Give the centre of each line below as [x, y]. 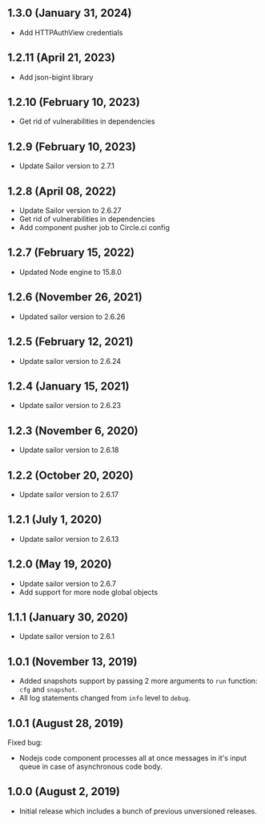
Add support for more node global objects [88, 592]
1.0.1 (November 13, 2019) [72, 662]
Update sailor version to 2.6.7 [68, 584]
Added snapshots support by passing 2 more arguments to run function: [138, 681]
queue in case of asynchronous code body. [91, 766]
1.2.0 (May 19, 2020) [60, 564]
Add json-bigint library [56, 77]
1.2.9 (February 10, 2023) [72, 146]
